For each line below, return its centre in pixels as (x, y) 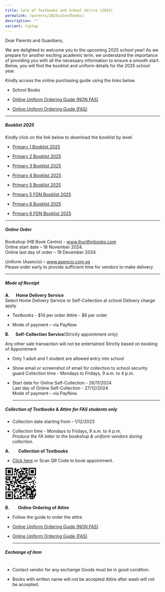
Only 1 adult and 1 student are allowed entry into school (68, 358)
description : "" (22, 21)
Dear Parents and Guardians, (34, 41)
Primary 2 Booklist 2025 (37, 156)
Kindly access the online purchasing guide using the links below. (70, 81)
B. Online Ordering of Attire (37, 508)
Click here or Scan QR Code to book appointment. (63, 461)
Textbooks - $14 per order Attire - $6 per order (60, 315)
